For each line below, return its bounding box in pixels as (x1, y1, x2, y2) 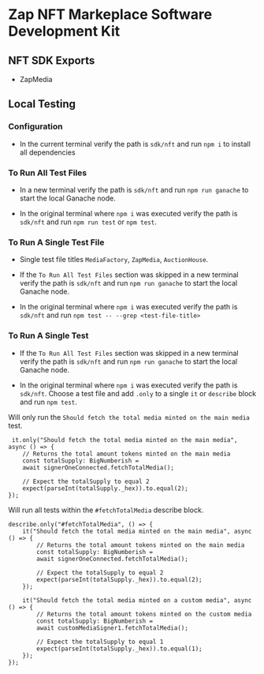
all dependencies (19, 148, 76, 157)
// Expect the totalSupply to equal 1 (36, 638, 164, 646)
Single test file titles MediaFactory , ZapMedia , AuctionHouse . (19, 255, 209, 264)
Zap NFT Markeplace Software (8, 6, 213, 24)
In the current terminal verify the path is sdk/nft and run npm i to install (19, 139, 251, 148)
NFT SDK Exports (8, 54, 95, 67)
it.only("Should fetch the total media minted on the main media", (11, 436, 238, 444)
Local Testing (8, 97, 76, 111)
